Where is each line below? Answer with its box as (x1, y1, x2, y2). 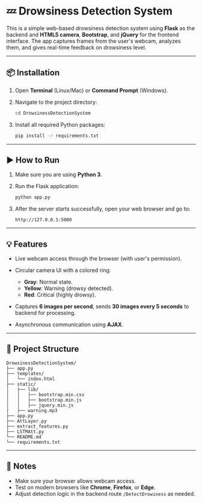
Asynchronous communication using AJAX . (14, 321, 124, 328)
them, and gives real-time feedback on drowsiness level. (6, 43, 147, 51)
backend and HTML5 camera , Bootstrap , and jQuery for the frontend (6, 31, 179, 38)
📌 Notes (6, 461, 37, 472)
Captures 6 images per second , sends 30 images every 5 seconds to (14, 303, 189, 310)
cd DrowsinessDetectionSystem (14, 110, 91, 116)
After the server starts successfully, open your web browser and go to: (14, 205, 191, 212)
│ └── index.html (6, 376, 55, 382)
